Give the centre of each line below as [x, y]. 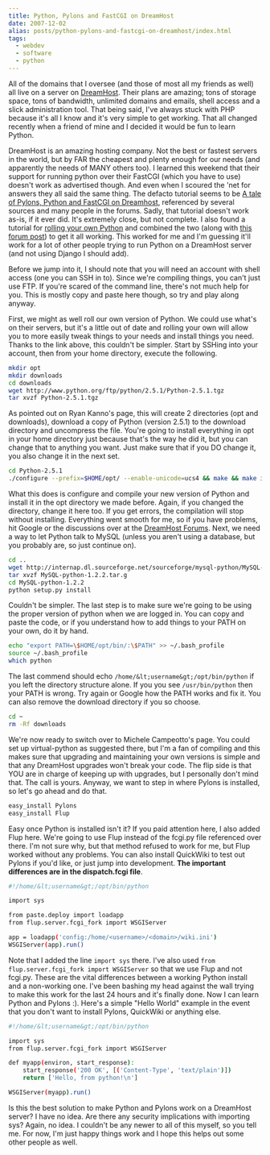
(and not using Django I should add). [69, 253]
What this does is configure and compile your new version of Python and [129, 494]
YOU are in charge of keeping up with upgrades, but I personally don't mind [133, 774]
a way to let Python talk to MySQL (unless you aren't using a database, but [132, 536]
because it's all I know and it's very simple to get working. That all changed [133, 118]
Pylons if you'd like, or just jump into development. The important [117, 862]
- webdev [30, 46]
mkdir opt [25, 368]
